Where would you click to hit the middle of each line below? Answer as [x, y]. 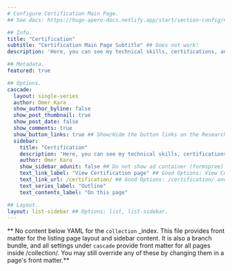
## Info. [20, 32]
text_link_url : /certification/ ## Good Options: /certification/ [117, 180]
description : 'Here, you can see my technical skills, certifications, [112, 52]
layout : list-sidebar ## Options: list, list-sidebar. [88, 212]
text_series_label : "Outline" [63, 186]
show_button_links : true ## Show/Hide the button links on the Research [120, 134]
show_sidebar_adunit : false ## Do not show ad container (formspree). [123, 167]
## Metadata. [26, 64]
